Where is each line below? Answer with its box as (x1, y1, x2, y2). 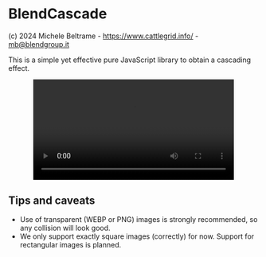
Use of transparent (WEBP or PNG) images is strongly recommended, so (19, 215, 258, 224)
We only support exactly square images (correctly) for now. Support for (19, 232, 255, 241)
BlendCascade (8, 5, 108, 23)
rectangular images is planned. (19, 240, 122, 250)
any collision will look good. (19, 224, 111, 233)
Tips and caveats (8, 193, 96, 207)
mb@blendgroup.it (8, 39, 70, 49)
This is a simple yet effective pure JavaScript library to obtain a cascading (8, 55, 252, 64)
